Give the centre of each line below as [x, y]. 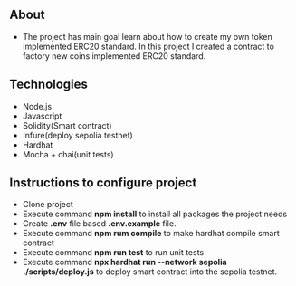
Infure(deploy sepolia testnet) [77, 135]
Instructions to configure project [103, 183]
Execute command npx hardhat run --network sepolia [125, 262]
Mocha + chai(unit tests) [68, 154]
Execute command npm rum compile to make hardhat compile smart [151, 234]
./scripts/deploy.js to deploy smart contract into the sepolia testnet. [150, 272]
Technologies [49, 85]
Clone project [48, 205]
